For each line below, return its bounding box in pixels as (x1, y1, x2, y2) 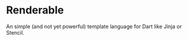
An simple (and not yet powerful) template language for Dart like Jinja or (6, 23, 182, 30)
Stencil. (6, 29, 25, 36)
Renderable (6, 4, 64, 17)
